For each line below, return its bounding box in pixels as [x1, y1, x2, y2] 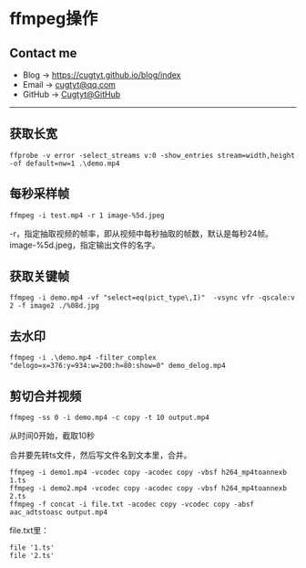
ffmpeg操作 [9, 8, 98, 29]
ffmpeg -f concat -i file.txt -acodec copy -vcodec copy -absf [9, 500, 255, 510]
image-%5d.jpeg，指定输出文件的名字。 [9, 239, 161, 250]
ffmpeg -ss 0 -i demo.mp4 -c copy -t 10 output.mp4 [9, 413, 209, 423]
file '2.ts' [9, 552, 55, 561]
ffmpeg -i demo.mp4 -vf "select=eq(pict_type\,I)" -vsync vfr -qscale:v [9, 293, 296, 302]
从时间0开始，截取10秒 [9, 430, 96, 441]
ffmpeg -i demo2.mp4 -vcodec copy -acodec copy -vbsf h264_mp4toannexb [9, 484, 287, 493]
